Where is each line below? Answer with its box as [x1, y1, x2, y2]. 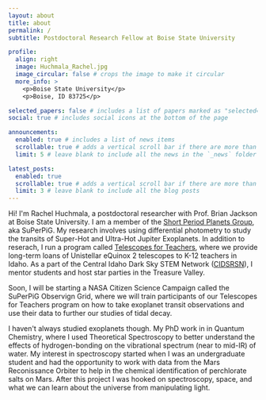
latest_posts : [8, 164, 55, 173]
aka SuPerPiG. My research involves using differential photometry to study [8, 225, 252, 235]
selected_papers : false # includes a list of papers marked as [8, 106, 222, 115]
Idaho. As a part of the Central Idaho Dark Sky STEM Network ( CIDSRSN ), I [8, 260, 253, 269]
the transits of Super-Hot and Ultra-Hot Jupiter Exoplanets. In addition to [8, 234, 245, 244]
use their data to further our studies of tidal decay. [8, 309, 173, 318]
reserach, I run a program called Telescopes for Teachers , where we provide [8, 243, 258, 252]
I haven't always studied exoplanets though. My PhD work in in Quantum [8, 324, 245, 333]
